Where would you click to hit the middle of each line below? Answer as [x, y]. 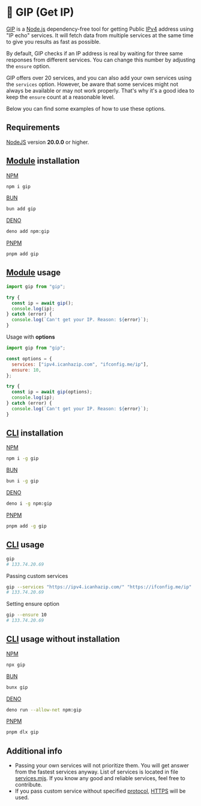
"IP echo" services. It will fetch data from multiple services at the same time [100, 35]
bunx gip [17, 687]
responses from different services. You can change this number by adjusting [101, 60]
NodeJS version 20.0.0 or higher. [48, 142]
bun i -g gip [22, 481]
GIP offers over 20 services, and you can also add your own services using [99, 78]
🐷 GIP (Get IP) [40, 12]
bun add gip [21, 209]
